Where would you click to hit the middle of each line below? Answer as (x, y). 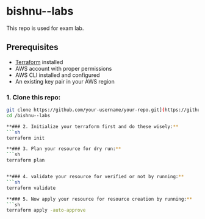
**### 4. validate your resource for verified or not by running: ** (95, 177)
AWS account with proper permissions (63, 68)
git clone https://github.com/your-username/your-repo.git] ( (86, 110)
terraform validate (31, 188)
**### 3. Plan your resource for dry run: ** (64, 149)
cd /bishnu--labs (28, 115)
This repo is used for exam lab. (45, 28)
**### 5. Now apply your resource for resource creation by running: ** (99, 199)
